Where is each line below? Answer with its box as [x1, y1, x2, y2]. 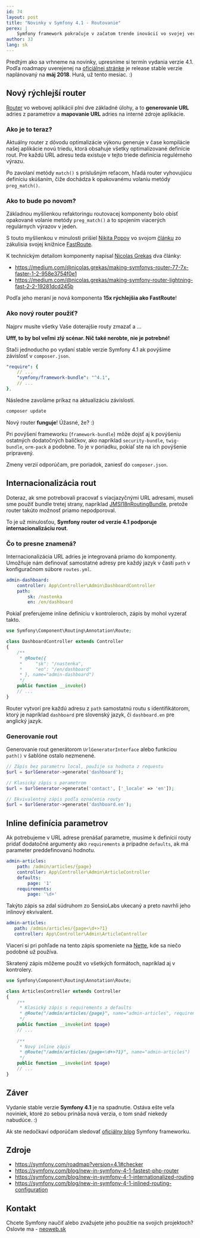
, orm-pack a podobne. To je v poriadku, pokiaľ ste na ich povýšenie [21, 443, 187, 450]
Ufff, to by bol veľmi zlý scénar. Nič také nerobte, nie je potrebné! [6, 334, 170, 341]
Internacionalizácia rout [6, 478, 96, 488]
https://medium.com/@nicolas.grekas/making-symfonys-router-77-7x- [14, 264, 189, 271]
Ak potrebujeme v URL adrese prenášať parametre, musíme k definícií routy [6, 834, 192, 841]
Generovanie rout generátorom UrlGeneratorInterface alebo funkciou [6, 746, 177, 753]
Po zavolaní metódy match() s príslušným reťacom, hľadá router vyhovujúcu [6, 169, 192, 176]
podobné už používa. [6, 948, 58, 955]
